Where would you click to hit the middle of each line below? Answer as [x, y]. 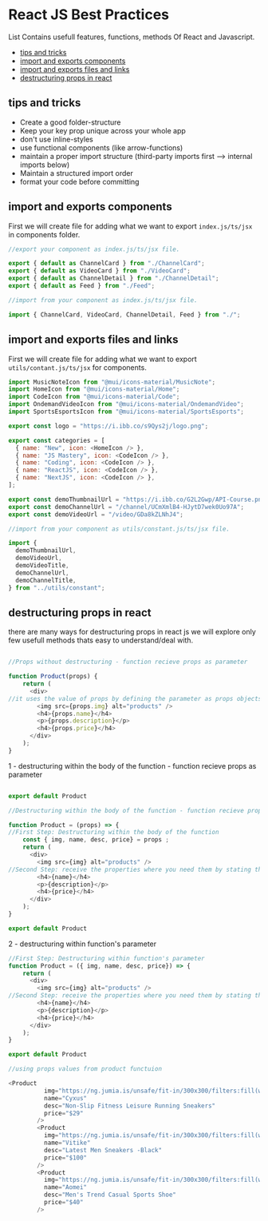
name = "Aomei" [65, 1187]
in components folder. [44, 234]
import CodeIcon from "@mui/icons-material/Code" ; [94, 397]
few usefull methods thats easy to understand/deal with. [101, 640]
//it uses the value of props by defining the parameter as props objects [135, 698]
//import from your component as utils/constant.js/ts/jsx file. [119, 529]
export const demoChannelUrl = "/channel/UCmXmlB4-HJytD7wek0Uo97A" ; [126, 507]
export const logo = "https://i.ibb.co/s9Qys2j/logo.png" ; [108, 426]
